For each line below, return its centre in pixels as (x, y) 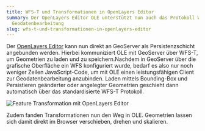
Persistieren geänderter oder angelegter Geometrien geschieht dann (92, 85)
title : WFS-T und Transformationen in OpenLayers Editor (80, 12)
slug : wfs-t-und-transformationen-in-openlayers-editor (79, 29)
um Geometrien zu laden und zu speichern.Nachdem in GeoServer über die (101, 59)
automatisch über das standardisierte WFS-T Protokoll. (75, 91)
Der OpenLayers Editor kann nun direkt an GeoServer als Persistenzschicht (101, 46)
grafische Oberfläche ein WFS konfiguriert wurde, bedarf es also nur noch (100, 66)
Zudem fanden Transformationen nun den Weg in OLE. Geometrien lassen (99, 115)
